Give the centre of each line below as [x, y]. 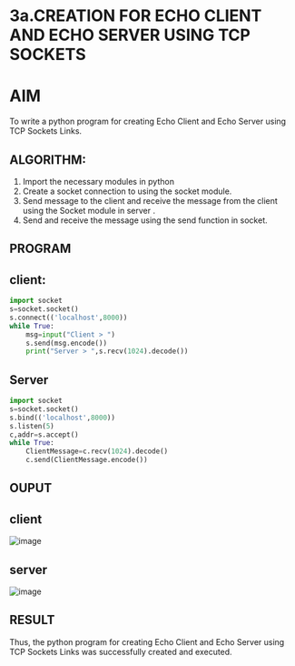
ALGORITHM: [48, 160]
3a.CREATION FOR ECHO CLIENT [136, 16]
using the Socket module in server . [89, 210]
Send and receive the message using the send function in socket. [145, 220]
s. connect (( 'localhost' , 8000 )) [69, 318]
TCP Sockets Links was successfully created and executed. [121, 651]
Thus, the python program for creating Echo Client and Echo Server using [147, 641]
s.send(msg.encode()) [66, 343]
